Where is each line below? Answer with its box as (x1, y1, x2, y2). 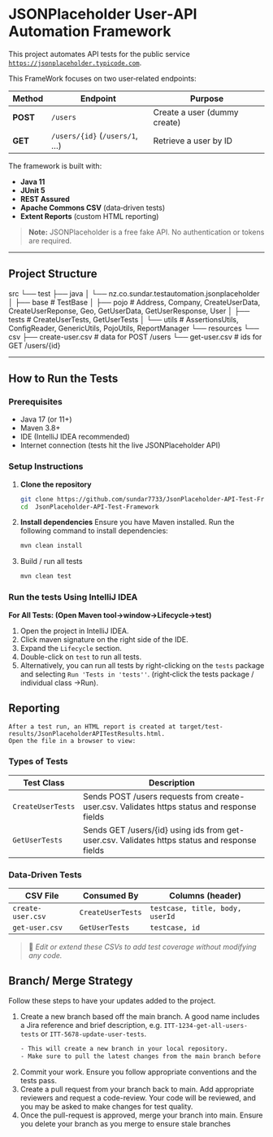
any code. (28, 950, 63, 960)
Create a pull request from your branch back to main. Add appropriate (19, 1084, 254, 1094)
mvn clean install (19, 542, 83, 550)
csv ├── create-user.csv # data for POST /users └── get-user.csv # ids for (8, 331, 262, 342)
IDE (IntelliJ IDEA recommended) (19, 432, 130, 442)
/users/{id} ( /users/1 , (51, 129, 138, 141)
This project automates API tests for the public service (8, 49, 191, 59)
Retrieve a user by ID (153, 135, 233, 146)
